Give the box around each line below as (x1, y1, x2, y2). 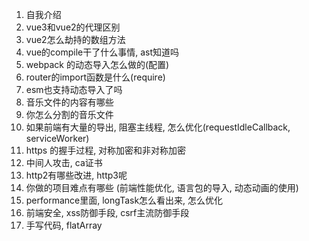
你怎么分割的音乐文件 (25, 109, 114, 120)
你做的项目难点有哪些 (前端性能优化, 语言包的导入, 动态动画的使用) (25, 182, 299, 193)
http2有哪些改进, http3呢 (25, 169, 128, 181)
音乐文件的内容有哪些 (25, 96, 114, 108)
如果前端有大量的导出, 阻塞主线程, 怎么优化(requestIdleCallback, (25, 121, 291, 133)
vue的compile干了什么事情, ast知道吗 (25, 46, 180, 58)
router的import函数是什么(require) (25, 71, 166, 83)
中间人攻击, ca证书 (25, 157, 103, 168)
